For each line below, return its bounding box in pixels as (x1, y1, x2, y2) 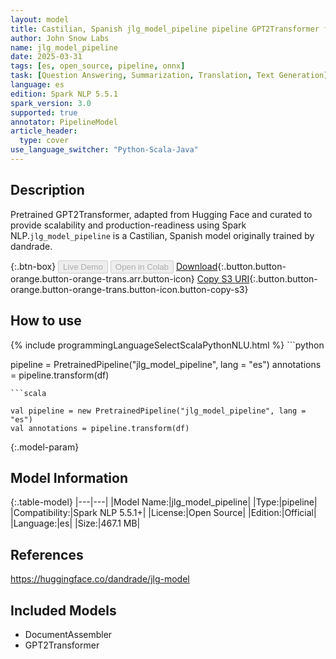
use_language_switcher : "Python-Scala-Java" (10, 145, 199, 155)
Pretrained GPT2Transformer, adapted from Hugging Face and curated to (10, 208, 313, 220)
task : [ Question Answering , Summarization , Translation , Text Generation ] (10, 71, 329, 81)
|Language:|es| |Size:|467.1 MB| (10, 517, 141, 530)
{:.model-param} (10, 441, 80, 453)
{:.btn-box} (10, 260, 57, 272)
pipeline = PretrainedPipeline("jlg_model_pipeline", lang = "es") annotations (10, 358, 322, 370)
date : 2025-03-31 (10, 52, 83, 62)
